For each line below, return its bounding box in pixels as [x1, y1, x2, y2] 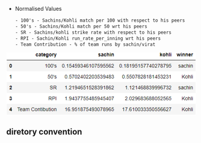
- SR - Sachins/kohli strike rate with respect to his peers [14, 29, 172, 35]
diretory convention [6, 127, 82, 137]
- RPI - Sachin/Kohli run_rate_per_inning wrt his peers [14, 35, 161, 41]
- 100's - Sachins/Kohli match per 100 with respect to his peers [14, 17, 185, 23]
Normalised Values [14, 5, 62, 12]
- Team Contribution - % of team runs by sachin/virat [14, 41, 156, 47]
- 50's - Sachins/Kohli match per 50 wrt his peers [14, 23, 147, 29]
